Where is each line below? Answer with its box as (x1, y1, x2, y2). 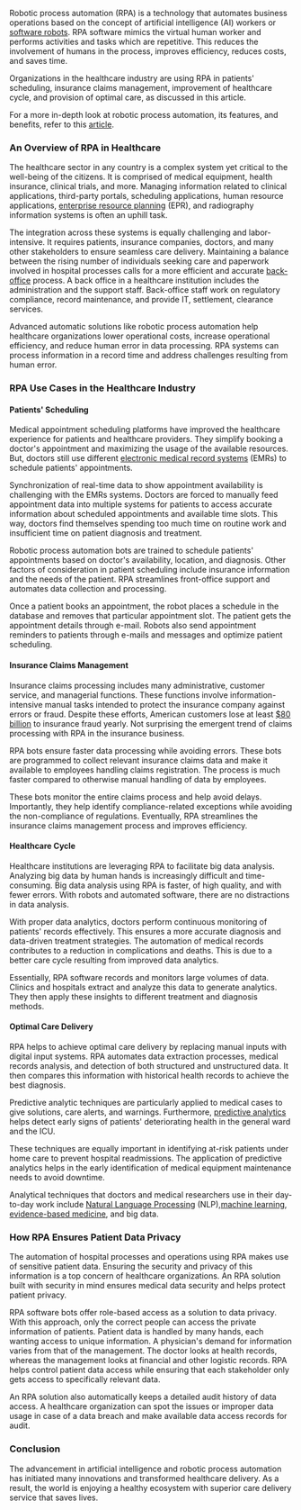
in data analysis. (9, 899, 70, 909)
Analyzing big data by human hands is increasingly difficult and (9, 870, 244, 881)
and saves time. (9, 56, 68, 66)
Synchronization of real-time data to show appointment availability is (9, 480, 263, 491)
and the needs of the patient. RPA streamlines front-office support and (9, 574, 270, 584)
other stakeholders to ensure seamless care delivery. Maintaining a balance (9, 247, 289, 258)
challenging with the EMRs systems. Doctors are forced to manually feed (9, 490, 279, 501)
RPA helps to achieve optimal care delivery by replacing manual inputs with (9, 1042, 288, 1053)
